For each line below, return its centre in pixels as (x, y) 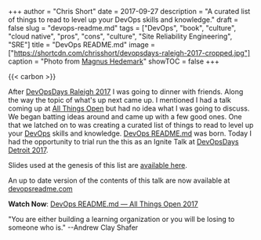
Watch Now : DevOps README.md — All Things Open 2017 (103, 204)
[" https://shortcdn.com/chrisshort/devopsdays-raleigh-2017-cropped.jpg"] (129, 53)
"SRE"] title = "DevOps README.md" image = (82, 45)
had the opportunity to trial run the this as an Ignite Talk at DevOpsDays (123, 142)
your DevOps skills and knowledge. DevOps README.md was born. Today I (130, 133)
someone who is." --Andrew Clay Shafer (73, 227)
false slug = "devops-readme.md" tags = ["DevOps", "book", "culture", (122, 28)
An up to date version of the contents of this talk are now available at (119, 180)
